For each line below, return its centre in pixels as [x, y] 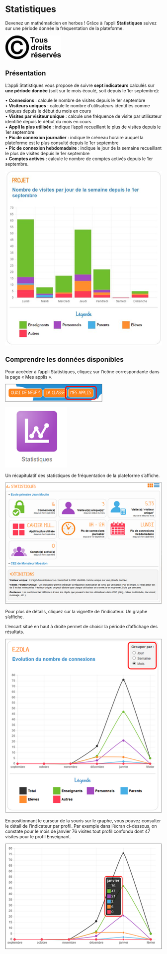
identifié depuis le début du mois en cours [48, 121]
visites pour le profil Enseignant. [38, 837]
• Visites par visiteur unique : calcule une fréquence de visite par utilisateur [83, 116]
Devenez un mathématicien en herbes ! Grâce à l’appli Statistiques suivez [81, 23]
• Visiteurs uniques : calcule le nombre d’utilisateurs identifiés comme [78, 105]
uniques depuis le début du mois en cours [48, 111]
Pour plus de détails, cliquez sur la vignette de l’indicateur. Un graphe [76, 611]
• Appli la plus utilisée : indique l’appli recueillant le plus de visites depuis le [83, 127]
